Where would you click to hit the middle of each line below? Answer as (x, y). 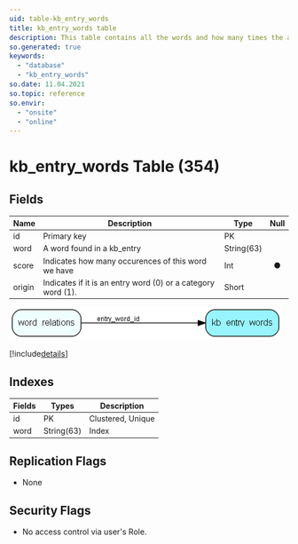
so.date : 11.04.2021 (47, 84)
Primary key (65, 236)
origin (24, 288)
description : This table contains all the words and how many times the (146, 37)
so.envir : (27, 103)
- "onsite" (37, 112)
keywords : (27, 56)
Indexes (32, 382)
